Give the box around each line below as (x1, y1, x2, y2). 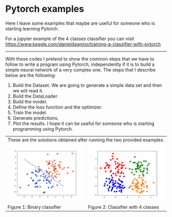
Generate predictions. (12, 115, 59, 121)
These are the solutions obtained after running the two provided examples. (7, 137, 165, 143)
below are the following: (5, 72, 56, 78)
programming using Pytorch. (12, 125, 73, 132)
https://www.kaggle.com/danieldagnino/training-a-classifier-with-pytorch (5, 41, 161, 47)
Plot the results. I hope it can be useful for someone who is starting (12, 120, 155, 126)
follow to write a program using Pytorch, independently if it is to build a (5, 61, 155, 67)
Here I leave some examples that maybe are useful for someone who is (5, 20, 155, 26)
